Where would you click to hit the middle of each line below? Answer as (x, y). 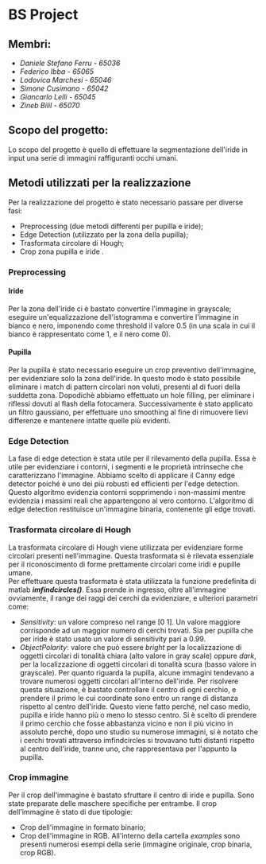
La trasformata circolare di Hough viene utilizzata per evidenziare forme (126, 547)
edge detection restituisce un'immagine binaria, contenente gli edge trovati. (132, 509)
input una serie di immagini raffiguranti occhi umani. (93, 158)
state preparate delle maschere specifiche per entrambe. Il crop (112, 803)
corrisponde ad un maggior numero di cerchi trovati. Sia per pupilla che (137, 630)
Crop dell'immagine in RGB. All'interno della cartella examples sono (130, 835)
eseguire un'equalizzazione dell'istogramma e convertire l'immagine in (124, 317)
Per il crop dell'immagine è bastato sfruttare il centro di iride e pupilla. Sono (131, 795)
